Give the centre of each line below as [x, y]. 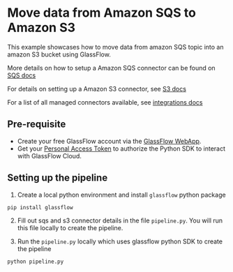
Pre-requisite [37, 124]
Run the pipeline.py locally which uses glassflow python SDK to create [120, 241]
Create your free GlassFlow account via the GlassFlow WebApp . [109, 141]
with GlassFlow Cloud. [50, 156]
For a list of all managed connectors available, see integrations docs [105, 102]
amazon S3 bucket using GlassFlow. [59, 54]
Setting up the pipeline [58, 178]
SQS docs [22, 75]
